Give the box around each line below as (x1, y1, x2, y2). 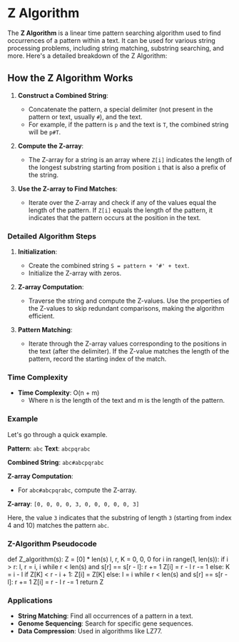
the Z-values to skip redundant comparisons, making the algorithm (28, 304, 225, 313)
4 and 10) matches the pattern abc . (7, 521, 109, 529)
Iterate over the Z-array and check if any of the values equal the (28, 198, 217, 206)
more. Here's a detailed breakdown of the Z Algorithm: (7, 51, 168, 60)
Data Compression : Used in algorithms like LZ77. (17, 627, 163, 636)
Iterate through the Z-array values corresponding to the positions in (28, 339, 227, 348)
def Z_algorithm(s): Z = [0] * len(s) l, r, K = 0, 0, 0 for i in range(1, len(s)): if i (7, 555, 228, 563)
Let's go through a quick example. (7, 430, 108, 438)
